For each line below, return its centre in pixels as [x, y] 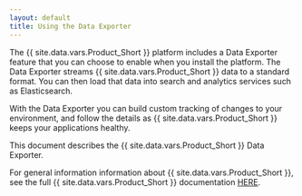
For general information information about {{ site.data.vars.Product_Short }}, [152, 172]
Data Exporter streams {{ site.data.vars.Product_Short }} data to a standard [150, 71]
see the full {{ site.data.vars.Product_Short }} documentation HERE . [135, 181]
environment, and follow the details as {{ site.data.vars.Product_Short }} [144, 118]
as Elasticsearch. [41, 91]
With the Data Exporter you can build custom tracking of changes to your [146, 108]
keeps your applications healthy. [70, 127]
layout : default [40, 18]
